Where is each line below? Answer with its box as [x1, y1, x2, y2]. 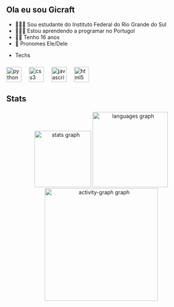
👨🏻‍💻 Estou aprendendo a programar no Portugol [14, 27, 135, 34]
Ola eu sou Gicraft [6, 5, 75, 15]
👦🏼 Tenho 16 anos [14, 33, 60, 41]
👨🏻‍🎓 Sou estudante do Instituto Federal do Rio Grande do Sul [14, 20, 167, 28]
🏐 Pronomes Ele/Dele [14, 40, 68, 47]
